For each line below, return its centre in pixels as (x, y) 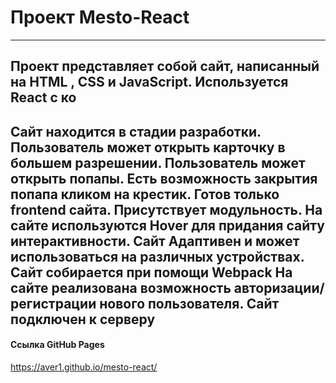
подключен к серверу (83, 319)
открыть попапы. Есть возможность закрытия (164, 178)
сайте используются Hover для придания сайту (167, 225)
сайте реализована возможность (121, 287)
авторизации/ (279, 287)
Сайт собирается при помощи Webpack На (151, 272)
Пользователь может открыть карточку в (148, 147)
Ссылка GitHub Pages (57, 345)
